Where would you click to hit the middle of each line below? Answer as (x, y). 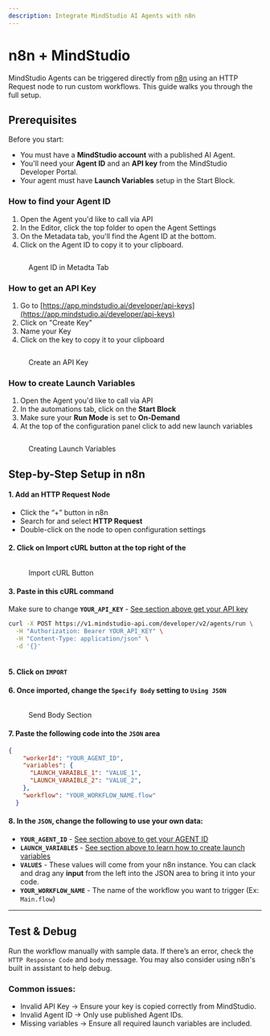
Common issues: (42, 989)
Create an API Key (58, 362)
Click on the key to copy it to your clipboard (92, 339)
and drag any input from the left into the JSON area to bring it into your (137, 873)
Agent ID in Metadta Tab (69, 267)
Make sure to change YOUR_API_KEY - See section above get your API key (128, 609)
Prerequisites (43, 120)
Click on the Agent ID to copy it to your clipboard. (102, 244)
